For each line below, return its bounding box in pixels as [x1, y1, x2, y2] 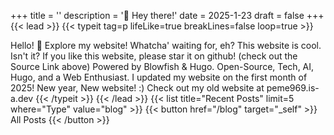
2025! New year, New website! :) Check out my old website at [10, 82, 265, 94]
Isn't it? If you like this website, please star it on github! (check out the [10, 50, 298, 62]
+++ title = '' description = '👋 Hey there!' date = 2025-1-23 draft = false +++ [10, 10, 325, 21]
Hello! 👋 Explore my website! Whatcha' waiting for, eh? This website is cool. [10, 40, 322, 51]
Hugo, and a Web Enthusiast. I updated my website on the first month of [10, 71, 308, 83]
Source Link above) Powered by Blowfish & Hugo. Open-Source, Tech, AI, [10, 61, 315, 72]
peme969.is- [266, 82, 320, 94]
